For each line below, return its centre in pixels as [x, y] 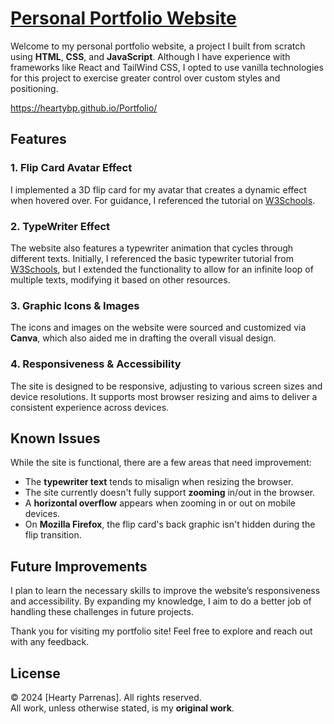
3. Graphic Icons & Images [75, 305]
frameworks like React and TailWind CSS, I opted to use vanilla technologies [167, 67]
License [35, 673]
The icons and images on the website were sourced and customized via [158, 328]
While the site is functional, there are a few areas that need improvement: [161, 463]
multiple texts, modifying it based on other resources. [120, 279]
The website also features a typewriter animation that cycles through [152, 248]
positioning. [34, 88]
